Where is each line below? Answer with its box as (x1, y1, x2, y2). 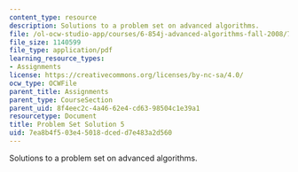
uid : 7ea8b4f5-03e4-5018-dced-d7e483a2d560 (9, 129, 173, 137)
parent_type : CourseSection (9, 95, 114, 105)
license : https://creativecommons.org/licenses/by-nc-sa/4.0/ (9, 71, 244, 80)
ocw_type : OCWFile (9, 79, 77, 88)
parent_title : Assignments (9, 87, 109, 96)
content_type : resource (9, 12, 98, 22)
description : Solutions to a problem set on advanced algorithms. (9, 21, 260, 30)
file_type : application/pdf (9, 46, 114, 55)
